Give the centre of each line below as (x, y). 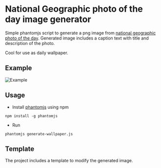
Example (19, 68)
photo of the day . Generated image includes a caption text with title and (77, 38)
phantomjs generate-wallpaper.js (39, 134)
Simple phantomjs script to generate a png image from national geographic (80, 33)
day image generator (48, 19)
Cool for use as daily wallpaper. (37, 53)
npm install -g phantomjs (31, 116)
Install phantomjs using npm (40, 107)
